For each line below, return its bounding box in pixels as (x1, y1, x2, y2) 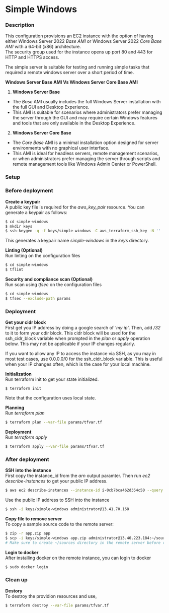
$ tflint (5, 267, 24, 273)
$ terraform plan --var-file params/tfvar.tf (5, 420, 102, 425)
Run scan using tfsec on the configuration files (5, 282, 102, 288)
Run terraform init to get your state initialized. (5, 376, 99, 382)
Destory (5, 588, 23, 594)
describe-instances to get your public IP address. (5, 478, 108, 484)
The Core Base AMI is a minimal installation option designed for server (12, 140, 159, 146)
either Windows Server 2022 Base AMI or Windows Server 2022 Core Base (5, 38, 162, 44)
